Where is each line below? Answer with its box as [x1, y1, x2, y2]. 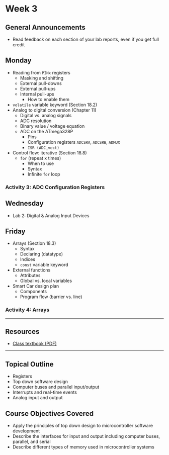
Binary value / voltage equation [20, 123, 85, 129]
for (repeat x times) [20, 155, 61, 161]
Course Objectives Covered [5, 409, 94, 418]
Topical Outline [5, 360, 54, 369]
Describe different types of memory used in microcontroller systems [12, 444, 154, 450]
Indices [20, 256, 36, 262]
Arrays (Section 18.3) [12, 240, 56, 246]
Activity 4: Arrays [5, 306, 50, 313]
